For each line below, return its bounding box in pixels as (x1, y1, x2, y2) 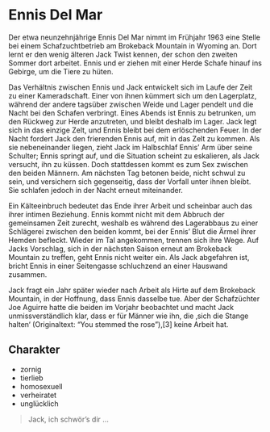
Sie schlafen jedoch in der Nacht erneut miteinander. (8, 185, 184, 195)
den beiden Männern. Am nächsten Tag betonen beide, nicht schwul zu (8, 168, 246, 178)
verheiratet (19, 390, 57, 400)
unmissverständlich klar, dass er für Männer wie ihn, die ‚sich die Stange (8, 311, 249, 321)
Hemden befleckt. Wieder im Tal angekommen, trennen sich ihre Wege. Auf (8, 235, 260, 245)
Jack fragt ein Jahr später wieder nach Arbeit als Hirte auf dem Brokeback (8, 285, 255, 295)
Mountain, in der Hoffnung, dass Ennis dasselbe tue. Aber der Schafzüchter (8, 293, 260, 304)
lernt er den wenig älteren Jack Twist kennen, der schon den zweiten (8, 49, 238, 59)
